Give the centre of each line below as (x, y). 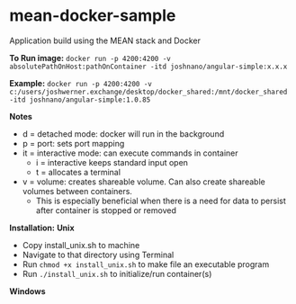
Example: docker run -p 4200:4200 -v (81, 83)
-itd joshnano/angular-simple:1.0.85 (80, 100)
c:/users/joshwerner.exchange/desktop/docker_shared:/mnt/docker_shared (148, 92)
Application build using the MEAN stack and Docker (105, 40)
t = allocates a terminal (78, 172)
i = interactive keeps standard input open (112, 162)
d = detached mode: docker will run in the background (123, 134)
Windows (27, 291)
